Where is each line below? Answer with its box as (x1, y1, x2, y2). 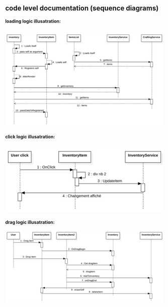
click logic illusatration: (5, 133, 55, 139)
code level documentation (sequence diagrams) (5, 4, 159, 13)
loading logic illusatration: (5, 18, 61, 24)
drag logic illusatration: (5, 219, 55, 225)
